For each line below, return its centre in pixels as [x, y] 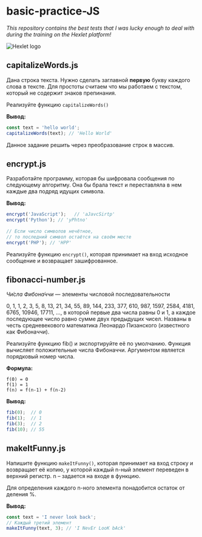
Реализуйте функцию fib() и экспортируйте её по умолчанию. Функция [99, 344]
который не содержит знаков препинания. [61, 93]
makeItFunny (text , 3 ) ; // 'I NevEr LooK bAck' [66, 528]
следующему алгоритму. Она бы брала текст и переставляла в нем [94, 185]
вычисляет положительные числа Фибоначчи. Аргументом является [96, 350]
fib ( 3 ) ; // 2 [24, 424]
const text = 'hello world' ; [43, 128]
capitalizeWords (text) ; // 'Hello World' [59, 133]
